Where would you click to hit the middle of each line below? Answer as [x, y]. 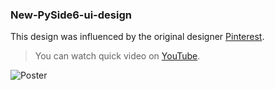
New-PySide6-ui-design [71, 15]
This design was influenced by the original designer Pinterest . [137, 37]
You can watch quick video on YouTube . [117, 56]
